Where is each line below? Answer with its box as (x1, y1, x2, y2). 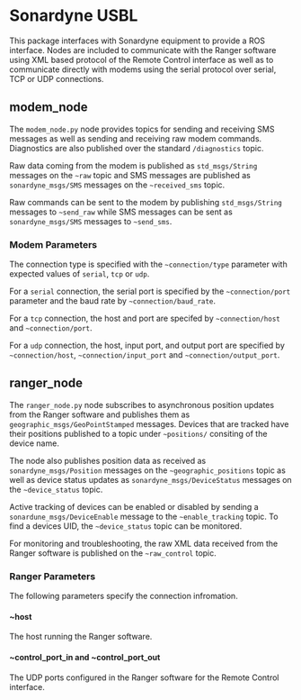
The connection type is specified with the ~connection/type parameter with (9, 259, 288, 270)
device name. (9, 438, 60, 449)
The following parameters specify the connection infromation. (9, 591, 238, 602)
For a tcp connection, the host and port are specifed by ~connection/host (9, 313, 281, 324)
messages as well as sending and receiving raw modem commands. (9, 132, 262, 144)
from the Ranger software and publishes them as (9, 409, 190, 420)
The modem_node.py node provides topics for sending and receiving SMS (9, 123, 275, 134)
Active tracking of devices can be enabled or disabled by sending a (9, 501, 259, 512)
